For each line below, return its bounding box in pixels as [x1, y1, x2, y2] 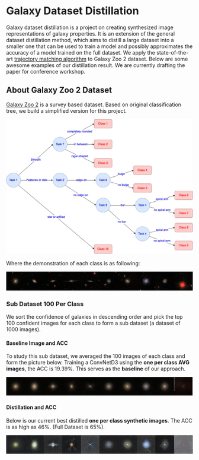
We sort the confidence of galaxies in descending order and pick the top [6, 313, 183, 320]
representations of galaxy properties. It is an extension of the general [6, 30, 175, 37]
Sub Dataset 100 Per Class [6, 300, 84, 308]
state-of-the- [156, 49, 189, 56]
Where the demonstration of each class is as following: [6, 260, 140, 267]
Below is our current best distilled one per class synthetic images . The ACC [6, 417, 192, 424]
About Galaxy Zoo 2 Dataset [6, 85, 113, 96]
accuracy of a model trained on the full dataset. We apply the [6, 49, 156, 56]
